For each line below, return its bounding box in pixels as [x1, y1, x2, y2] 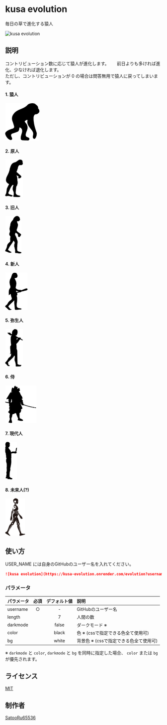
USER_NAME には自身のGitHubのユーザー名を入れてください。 [5, 561, 134, 567]
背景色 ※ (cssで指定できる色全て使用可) [77, 638, 158, 644]
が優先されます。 [5, 656, 40, 662]
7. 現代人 [5, 430, 23, 436]
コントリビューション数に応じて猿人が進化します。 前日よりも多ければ [5, 60, 156, 66]
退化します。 [35, 66, 62, 73]
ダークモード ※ [77, 622, 107, 628]
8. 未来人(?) [5, 487, 29, 493]
